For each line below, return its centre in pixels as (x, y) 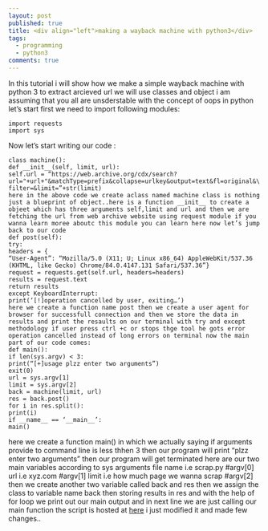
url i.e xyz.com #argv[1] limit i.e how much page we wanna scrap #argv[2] (131, 476)
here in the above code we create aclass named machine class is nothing (134, 195)
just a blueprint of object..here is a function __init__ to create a (129, 202)
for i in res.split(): (46, 406)
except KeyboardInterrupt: (53, 294)
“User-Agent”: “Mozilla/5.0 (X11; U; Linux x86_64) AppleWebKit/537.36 (130, 258)
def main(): (28, 350)
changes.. (25, 518)
